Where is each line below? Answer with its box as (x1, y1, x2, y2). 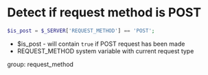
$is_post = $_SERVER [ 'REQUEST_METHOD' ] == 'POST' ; (7, 27, 155, 34)
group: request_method (7, 60, 74, 68)
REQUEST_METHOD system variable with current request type (16, 46, 194, 55)
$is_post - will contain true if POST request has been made (16, 40, 185, 48)
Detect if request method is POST (7, 5, 201, 20)
